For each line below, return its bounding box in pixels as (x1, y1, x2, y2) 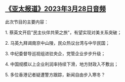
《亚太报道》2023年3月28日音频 (5, 4, 106, 13)
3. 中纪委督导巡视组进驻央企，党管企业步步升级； (5, 50, 106, 56)
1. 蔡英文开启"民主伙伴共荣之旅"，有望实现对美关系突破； (5, 29, 122, 35)
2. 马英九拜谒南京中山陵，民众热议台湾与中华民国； (5, 40, 110, 46)
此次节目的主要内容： (5, 19, 48, 25)
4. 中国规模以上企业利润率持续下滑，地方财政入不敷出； (5, 61, 119, 67)
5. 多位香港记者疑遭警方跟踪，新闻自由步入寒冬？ (5, 72, 105, 78)
